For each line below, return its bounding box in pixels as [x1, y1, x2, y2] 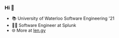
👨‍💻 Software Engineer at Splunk [11, 23, 76, 28]
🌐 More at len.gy [11, 27, 46, 33]
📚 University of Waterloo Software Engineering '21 [11, 15, 115, 21]
